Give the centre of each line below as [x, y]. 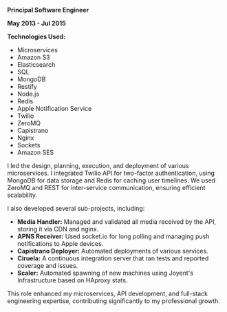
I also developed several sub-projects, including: [76, 208]
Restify [27, 86]
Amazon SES [35, 152]
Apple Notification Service [54, 108]
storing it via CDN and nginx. [58, 229]
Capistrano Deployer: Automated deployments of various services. [112, 251]
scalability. [22, 195]
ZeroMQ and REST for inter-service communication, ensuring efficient [106, 188]
